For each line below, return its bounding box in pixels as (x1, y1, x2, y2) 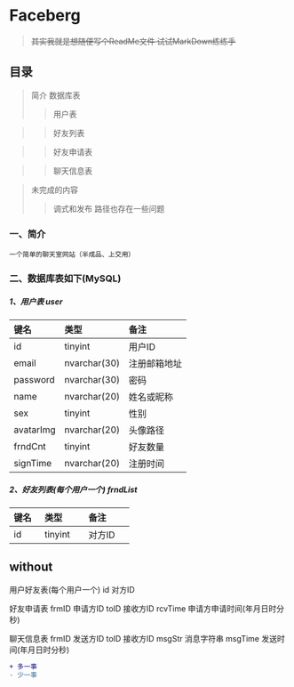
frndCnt (13, 440, 46, 452)
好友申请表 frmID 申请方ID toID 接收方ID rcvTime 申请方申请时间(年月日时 (9, 602, 277, 614)
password (13, 373, 55, 385)
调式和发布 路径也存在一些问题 (52, 203, 165, 214)
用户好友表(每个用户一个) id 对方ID (9, 584, 135, 594)
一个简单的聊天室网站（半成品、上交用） (9, 250, 135, 259)
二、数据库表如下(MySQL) (9, 272, 122, 285)
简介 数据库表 (30, 90, 81, 101)
